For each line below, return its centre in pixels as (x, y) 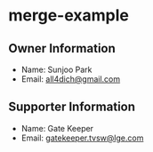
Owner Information (62, 48)
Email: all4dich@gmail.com (71, 79)
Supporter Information (72, 107)
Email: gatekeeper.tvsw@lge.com (82, 138)
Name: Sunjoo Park (56, 69)
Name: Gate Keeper (57, 128)
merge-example (69, 16)
